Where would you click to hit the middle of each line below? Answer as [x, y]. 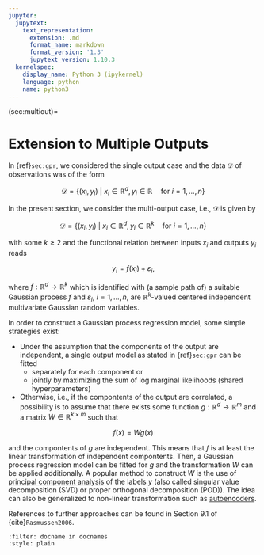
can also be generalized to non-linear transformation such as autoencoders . [132, 499]
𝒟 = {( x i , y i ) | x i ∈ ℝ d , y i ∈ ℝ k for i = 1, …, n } [133, 226]
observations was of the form [56, 174]
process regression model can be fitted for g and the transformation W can [131, 465]
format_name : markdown [67, 45]
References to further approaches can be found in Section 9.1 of [113, 514]
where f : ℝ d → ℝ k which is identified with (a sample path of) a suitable [124, 286]
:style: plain [32, 544]
